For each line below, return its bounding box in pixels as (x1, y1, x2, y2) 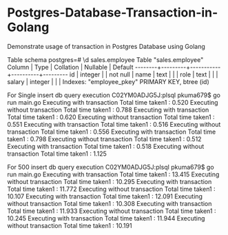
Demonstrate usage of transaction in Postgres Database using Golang (7, 42, 205, 50)
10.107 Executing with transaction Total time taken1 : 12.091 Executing (7, 192, 203, 201)
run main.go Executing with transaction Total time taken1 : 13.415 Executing (7, 170, 220, 178)
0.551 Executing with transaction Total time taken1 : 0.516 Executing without (7, 120, 221, 128)
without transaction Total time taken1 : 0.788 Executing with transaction (7, 105, 209, 114)
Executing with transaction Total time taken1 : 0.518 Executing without (7, 142, 205, 150)
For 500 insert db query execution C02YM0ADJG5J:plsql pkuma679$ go (7, 163, 215, 171)
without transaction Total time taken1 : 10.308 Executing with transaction (7, 199, 212, 207)
